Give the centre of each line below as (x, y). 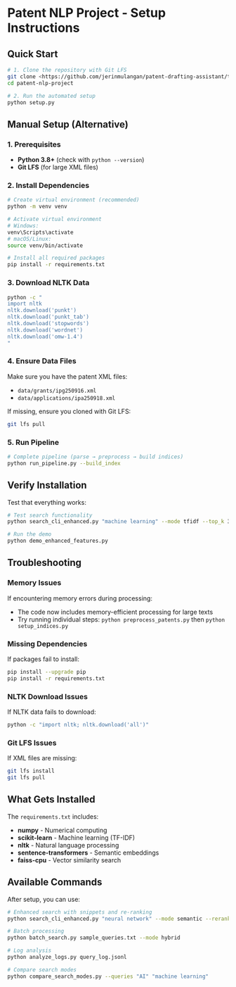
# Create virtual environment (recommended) (73, 200)
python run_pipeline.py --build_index (64, 463)
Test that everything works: (47, 502)
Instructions (44, 28)
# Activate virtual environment (54, 220)
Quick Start (33, 54)
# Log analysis (29, 951)
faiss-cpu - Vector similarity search (69, 860)
